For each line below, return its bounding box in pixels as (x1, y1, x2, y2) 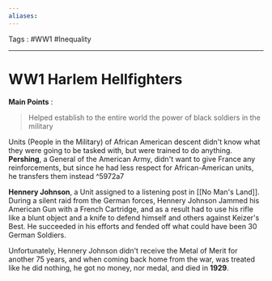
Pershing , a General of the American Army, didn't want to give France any (8, 154, 256, 164)
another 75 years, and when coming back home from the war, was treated (8, 254, 256, 264)
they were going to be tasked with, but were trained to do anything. (8, 145, 233, 155)
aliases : (8, 11, 38, 20)
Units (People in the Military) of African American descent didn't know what (8, 137, 261, 147)
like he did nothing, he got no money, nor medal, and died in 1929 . (8, 262, 229, 272)
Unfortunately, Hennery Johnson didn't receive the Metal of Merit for (8, 245, 238, 255)
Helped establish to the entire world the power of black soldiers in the (28, 113, 261, 122)
